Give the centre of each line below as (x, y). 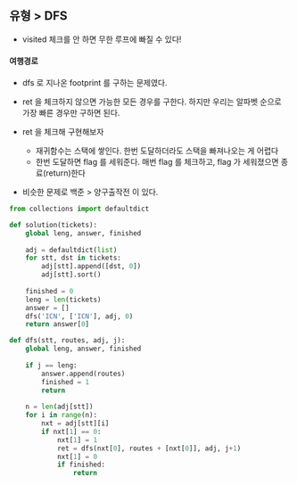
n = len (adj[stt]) (59, 407)
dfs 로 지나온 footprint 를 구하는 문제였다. (95, 83)
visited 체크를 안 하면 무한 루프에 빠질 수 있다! (102, 39)
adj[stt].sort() (71, 275)
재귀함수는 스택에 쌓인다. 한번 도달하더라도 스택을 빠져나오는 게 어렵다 (157, 151)
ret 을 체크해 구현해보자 (63, 132)
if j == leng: (51, 365)
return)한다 (66, 173)
